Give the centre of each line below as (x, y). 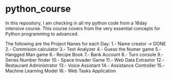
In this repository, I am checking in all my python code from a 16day (76, 23)
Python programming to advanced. (42, 34)
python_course (38, 9)
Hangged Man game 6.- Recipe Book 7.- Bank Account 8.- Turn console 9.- (84, 55)
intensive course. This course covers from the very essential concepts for (83, 28)
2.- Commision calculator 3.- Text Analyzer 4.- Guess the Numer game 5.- (83, 49)
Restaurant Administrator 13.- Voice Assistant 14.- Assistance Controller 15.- (85, 65)
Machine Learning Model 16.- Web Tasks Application (61, 71)
